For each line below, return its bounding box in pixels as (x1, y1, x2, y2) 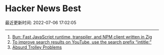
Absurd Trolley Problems (12, 44, 62, 50)
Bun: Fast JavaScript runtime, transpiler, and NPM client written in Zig (12, 34, 152, 39)
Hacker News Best (5, 3, 82, 14)
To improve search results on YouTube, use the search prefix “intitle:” (12, 39, 152, 45)
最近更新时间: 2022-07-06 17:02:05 (5, 19, 77, 25)
